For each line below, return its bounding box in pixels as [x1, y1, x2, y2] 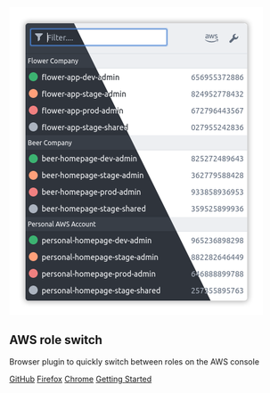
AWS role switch [9, 332, 102, 348]
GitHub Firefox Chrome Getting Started [9, 373, 152, 384]
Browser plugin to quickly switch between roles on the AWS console [9, 356, 260, 367]
